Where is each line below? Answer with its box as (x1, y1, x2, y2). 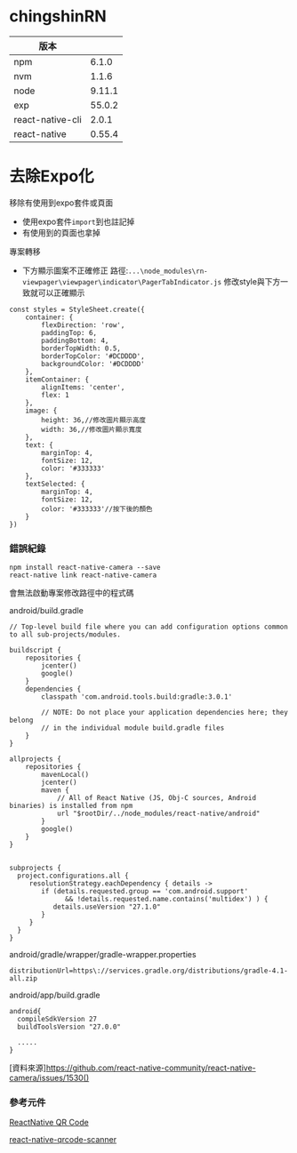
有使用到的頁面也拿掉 (21, 227, 100, 237)
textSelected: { (25, 479, 86, 488)
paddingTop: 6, (41, 328, 98, 337)
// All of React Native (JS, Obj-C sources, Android (56, 794, 256, 803)
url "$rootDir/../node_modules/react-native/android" (56, 809, 261, 819)
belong (9, 716, 34, 725)
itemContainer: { (25, 375, 90, 384)
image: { (25, 406, 58, 415)
